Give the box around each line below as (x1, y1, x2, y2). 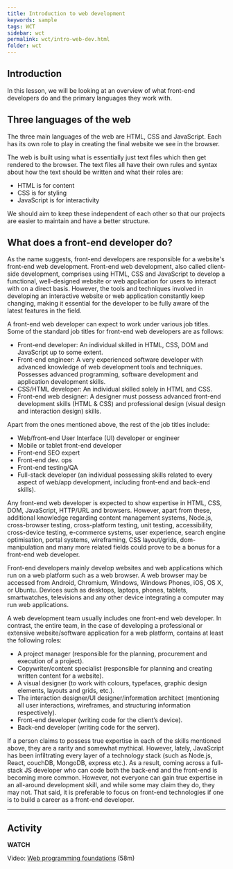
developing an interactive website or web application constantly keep (7, 292, 205, 300)
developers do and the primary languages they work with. (7, 94, 172, 102)
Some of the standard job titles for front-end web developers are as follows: (7, 327, 224, 336)
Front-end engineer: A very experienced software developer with (17, 355, 203, 364)
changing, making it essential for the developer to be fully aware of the (7, 299, 209, 308)
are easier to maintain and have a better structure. (7, 216, 150, 225)
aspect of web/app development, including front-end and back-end (17, 478, 210, 486)
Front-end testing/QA (17, 464, 78, 472)
